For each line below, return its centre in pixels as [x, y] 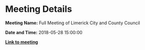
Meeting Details [39, 9]
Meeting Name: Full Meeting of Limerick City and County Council [72, 23]
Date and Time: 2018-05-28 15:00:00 [44, 32]
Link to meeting [22, 42]
